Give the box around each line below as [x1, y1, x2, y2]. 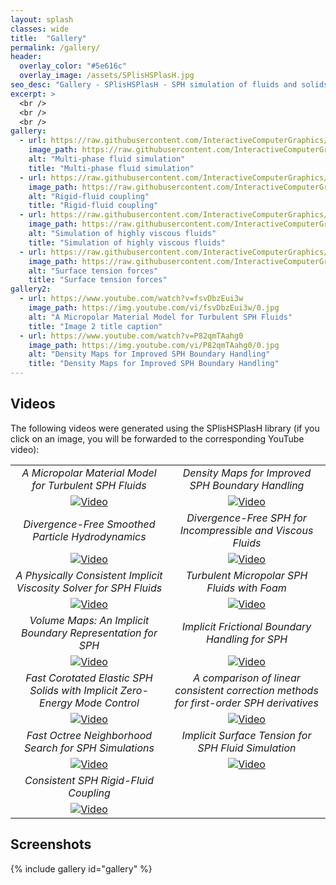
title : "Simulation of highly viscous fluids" [28, 237, 226, 248]
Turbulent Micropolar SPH [185, 568, 308, 582]
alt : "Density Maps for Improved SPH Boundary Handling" [28, 349, 271, 360]
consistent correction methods [174, 683, 319, 697]
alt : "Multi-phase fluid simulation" [28, 154, 186, 164]
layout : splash [10, 14, 74, 25]
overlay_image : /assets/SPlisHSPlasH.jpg [19, 71, 195, 81]
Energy [39, 696, 73, 710]
